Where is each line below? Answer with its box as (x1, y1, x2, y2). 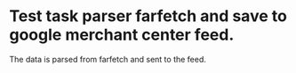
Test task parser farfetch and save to (9, 6, 287, 26)
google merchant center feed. (9, 25, 235, 45)
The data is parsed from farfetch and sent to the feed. (9, 54, 207, 64)
